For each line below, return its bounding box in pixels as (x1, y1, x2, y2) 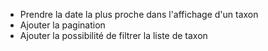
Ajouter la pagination (19, 19, 106, 31)
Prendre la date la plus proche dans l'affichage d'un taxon (19, 9, 259, 20)
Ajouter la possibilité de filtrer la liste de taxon (19, 30, 208, 41)
